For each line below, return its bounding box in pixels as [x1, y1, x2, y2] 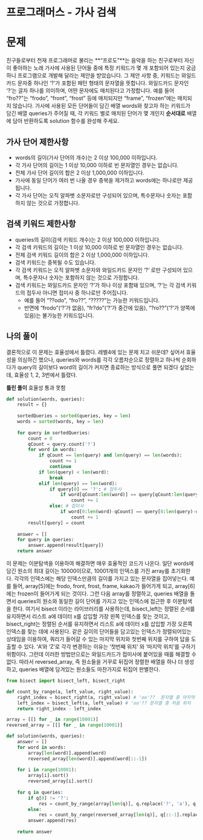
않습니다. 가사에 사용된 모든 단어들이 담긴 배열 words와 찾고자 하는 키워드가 [12, 102, 191, 110]
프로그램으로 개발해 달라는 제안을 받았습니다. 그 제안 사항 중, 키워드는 [17, 72, 180, 79]
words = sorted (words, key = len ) [17, 418, 104, 425]
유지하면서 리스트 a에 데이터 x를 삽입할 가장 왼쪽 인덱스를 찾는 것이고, [6, 613, 170, 620]
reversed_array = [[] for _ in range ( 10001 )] [6, 722, 123, 729]
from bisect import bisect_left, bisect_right [6, 678, 126, 684]
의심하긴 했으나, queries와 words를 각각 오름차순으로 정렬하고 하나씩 [17, 356, 181, 363]
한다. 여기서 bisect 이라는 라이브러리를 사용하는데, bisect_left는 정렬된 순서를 [12, 605, 195, 612]
